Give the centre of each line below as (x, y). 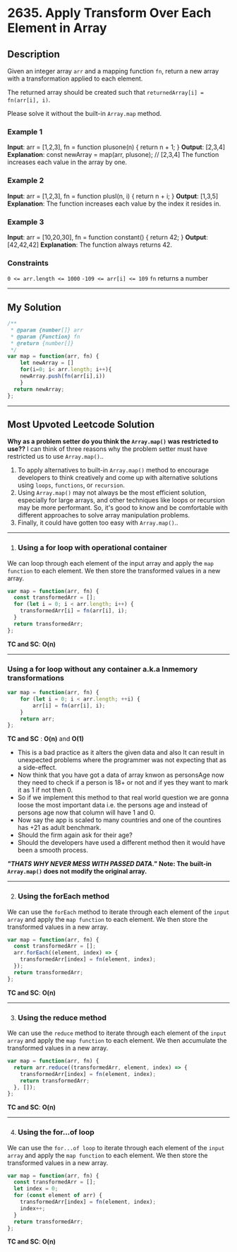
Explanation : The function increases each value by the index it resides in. (114, 204)
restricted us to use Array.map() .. (56, 457)
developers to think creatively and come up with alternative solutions (117, 478)
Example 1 (25, 131)
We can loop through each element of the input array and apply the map (110, 563)
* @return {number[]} (42, 343)
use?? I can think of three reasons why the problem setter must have (108, 449)
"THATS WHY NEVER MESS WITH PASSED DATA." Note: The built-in (109, 864)
